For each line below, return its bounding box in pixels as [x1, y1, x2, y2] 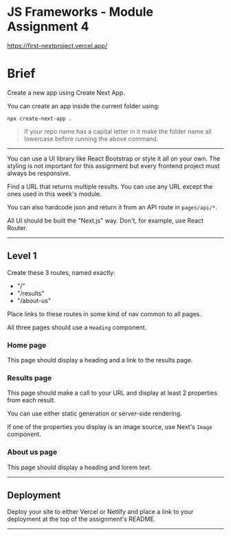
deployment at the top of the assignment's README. [7, 515, 156, 524]
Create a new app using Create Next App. [7, 88, 125, 96]
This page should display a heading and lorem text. [7, 463, 152, 471]
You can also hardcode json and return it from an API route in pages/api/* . [7, 203, 218, 211]
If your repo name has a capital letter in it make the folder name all [23, 127, 212, 135]
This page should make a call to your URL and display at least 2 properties [7, 389, 218, 397]
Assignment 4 [7, 19, 89, 34]
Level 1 [7, 250, 37, 262]
